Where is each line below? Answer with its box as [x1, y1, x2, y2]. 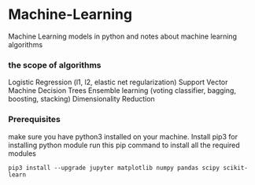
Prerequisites [8, 114, 61, 125]
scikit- [223, 164, 248, 172]
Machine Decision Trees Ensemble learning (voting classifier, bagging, [8, 86, 236, 95]
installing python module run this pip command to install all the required [8, 140, 240, 150]
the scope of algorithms [8, 59, 102, 70]
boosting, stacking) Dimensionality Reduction [8, 94, 155, 104]
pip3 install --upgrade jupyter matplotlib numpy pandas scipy [8, 164, 220, 172]
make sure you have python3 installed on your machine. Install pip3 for [8, 131, 238, 141]
